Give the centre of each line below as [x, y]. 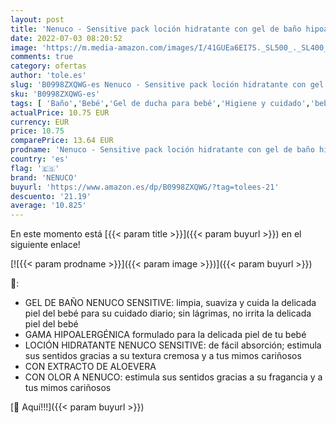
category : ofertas [48, 66]
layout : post [37, 19]
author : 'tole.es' [48, 76]
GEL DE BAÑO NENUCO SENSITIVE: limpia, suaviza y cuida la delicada [170, 303]
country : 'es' [40, 159]
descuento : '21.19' [51, 196]
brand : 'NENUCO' [44, 177]
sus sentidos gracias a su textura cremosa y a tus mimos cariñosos [163, 356]
